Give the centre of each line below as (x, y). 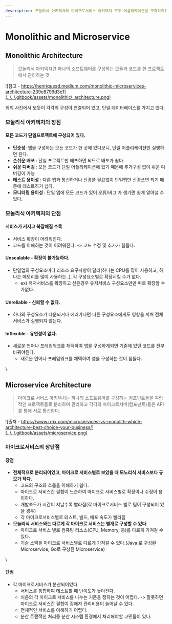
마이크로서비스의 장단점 (33, 447)
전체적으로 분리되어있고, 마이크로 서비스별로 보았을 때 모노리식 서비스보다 (85, 472)
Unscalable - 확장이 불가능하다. (38, 258)
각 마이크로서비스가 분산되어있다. (46, 584)
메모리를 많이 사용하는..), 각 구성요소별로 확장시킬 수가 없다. (82, 277)
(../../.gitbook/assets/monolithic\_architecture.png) (58, 97)
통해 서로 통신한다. (42, 411)
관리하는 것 (38, 75)
